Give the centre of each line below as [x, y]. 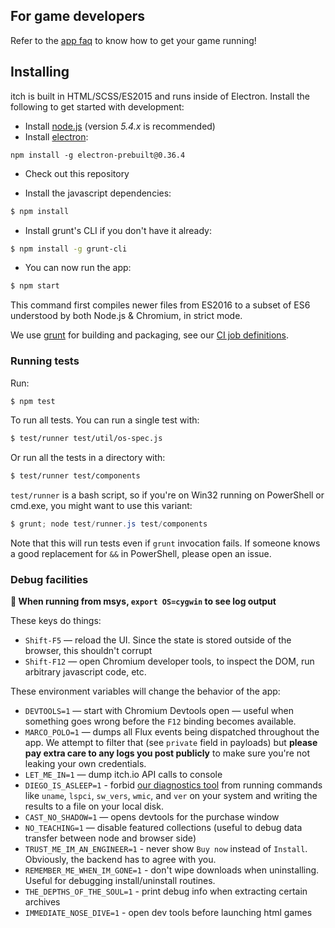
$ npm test [33, 401]
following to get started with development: [97, 106]
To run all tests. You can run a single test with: [105, 420]
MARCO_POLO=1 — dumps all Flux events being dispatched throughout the [172, 732]
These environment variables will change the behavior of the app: [145, 691]
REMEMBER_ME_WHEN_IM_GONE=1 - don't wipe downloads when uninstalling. [172, 870]
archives [42, 902]
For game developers [77, 16]
